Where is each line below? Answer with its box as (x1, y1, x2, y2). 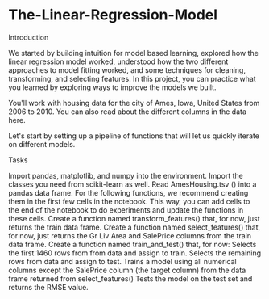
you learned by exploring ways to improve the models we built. (8, 82, 217, 92)
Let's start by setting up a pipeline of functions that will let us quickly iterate (8, 131, 260, 141)
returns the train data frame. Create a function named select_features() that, (8, 222, 261, 232)
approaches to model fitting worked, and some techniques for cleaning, (8, 65, 246, 74)
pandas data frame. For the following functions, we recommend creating (8, 187, 249, 197)
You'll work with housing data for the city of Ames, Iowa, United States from (8, 98, 260, 107)
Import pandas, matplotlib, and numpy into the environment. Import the (8, 171, 244, 180)
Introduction (8, 32, 49, 42)
